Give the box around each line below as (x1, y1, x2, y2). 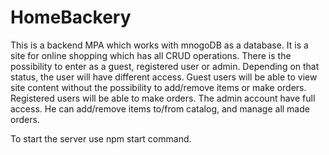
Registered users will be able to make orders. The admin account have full (10, 92, 316, 104)
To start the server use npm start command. (10, 132, 192, 145)
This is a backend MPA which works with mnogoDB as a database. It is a (10, 39, 309, 51)
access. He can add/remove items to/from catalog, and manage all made (10, 102, 310, 115)
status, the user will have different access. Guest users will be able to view (10, 71, 318, 83)
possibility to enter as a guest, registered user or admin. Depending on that (10, 60, 320, 72)
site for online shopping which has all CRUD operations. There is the (10, 49, 292, 61)
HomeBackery (10, 6, 132, 29)
